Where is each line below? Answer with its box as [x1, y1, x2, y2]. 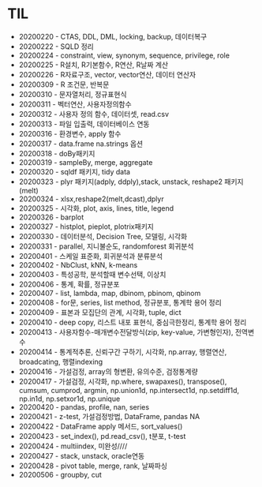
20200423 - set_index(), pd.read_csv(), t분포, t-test [18, 431, 186, 440]
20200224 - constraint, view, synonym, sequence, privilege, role [18, 51, 230, 60]
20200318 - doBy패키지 [18, 148, 95, 158]
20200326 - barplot [18, 212, 84, 222]
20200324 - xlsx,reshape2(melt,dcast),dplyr [18, 194, 164, 204]
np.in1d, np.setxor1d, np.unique [18, 394, 121, 403]
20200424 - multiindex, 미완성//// [18, 441, 128, 451]
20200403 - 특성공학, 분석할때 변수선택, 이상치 [18, 269, 167, 279]
